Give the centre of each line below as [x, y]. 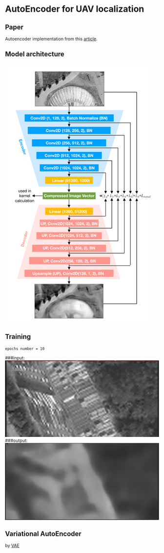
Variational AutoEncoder [43, 534]
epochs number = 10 [25, 349]
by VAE [12, 546]
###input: [15, 358]
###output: [16, 440]
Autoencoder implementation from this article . [51, 39]
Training [18, 337]
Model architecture [35, 54]
